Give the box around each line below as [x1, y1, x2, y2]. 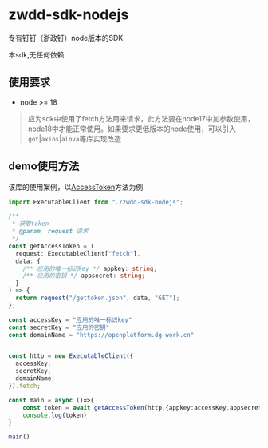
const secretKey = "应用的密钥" [8, 323, 110, 331]
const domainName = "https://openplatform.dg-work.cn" [8, 331, 195, 339]
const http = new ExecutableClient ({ [8, 352, 134, 360]
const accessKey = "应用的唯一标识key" [8, 315, 132, 324]
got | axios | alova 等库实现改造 [27, 133, 122, 143]
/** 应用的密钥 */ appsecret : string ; [22, 272, 146, 280]
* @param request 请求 [11, 228, 89, 236]
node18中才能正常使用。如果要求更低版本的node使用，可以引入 [27, 124, 237, 133]
